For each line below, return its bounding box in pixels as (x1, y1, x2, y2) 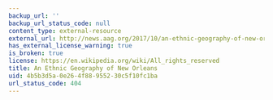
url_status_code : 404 (8, 79, 82, 87)
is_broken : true (8, 49, 63, 57)
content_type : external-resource (8, 27, 122, 35)
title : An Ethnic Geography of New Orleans (8, 65, 158, 73)
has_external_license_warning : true (8, 42, 132, 50)
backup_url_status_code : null (8, 19, 111, 27)
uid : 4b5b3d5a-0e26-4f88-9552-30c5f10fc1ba (8, 72, 158, 80)
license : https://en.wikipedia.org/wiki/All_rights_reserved (8, 57, 220, 65)
